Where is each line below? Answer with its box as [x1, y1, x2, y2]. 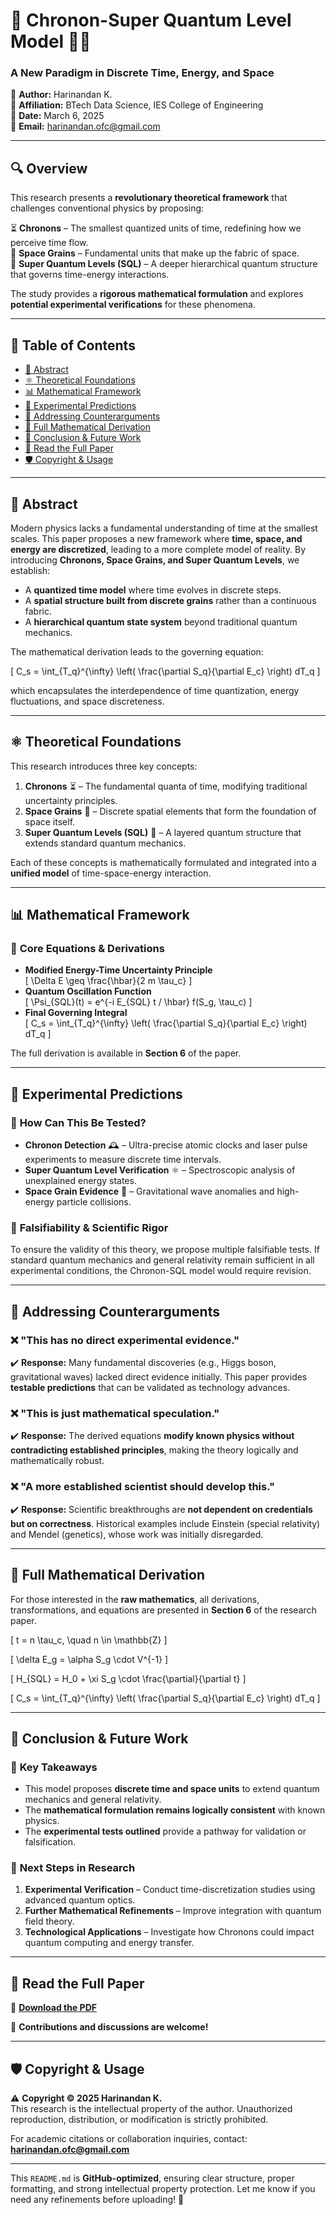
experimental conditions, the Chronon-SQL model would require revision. [10, 1265, 312, 1277]
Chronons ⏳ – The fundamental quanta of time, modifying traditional [24, 780, 308, 792]
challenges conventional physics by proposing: [10, 202, 205, 214]
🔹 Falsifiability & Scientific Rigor [10, 1221, 169, 1235]
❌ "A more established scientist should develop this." [10, 1480, 276, 1494]
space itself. [24, 815, 76, 828]
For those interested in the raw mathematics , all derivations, [10, 1593, 260, 1605]
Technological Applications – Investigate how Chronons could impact [24, 1926, 315, 1938]
